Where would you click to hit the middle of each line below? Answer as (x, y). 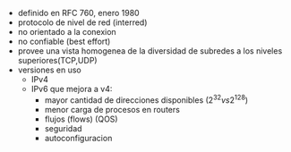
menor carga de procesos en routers (112, 109)
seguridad (63, 128)
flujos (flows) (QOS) (81, 119)
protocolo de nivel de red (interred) (82, 22)
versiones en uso (50, 70)
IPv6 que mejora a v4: (72, 89)
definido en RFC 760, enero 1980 (79, 13)
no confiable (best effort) (64, 41)
